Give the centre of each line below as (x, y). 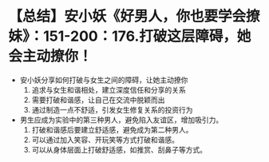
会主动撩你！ (51, 56)
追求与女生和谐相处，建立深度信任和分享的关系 (109, 89)
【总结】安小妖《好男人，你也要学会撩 (134, 16)
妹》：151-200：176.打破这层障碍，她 (130, 36)
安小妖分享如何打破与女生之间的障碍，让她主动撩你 (104, 80)
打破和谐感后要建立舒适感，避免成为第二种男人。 (112, 129)
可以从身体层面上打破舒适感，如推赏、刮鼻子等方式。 (119, 149)
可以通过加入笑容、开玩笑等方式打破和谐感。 (105, 140)
